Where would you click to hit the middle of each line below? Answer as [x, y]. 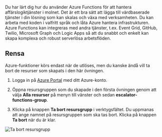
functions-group [29, 100]
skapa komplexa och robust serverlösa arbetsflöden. [58, 38]
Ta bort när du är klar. [34, 120]
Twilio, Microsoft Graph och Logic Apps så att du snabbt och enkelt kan [77, 33]
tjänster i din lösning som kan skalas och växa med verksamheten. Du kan [79, 17]
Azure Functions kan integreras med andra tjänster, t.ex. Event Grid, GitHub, [81, 28]
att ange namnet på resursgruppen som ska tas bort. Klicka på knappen [84, 114]
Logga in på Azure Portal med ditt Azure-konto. [60, 80]
